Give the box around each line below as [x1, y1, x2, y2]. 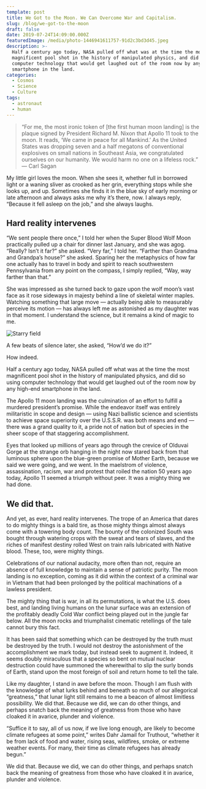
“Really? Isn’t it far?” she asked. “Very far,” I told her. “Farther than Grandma [6, 247, 198, 255]
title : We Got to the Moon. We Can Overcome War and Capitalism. [6, 15, 177, 21]
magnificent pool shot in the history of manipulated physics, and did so [6, 372, 186, 380]
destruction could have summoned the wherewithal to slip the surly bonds [6, 662, 194, 669]
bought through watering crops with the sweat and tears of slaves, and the [6, 535, 195, 542]
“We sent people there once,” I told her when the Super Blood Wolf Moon [6, 234, 191, 241]
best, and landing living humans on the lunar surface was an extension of [6, 604, 191, 611]
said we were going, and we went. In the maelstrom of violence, [6, 461, 167, 469]
